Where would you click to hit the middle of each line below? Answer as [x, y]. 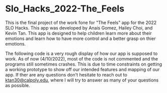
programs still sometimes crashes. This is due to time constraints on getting [84, 64]
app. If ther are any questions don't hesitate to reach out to [66, 74]
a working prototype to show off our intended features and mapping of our [82, 69]
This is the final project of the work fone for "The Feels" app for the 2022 [81, 22]
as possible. [18, 85]
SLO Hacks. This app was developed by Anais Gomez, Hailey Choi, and [79, 27]
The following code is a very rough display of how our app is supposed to [81, 53]
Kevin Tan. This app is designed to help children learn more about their [78, 33]
